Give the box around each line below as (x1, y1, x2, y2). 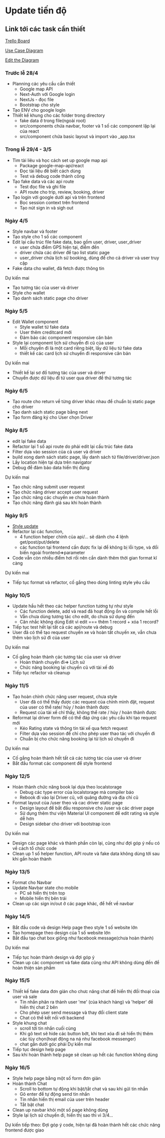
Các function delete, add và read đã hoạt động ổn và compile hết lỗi (19, 608, 158, 614)
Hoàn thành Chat (12, 1080, 47, 1087)
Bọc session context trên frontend (19, 199, 89, 206)
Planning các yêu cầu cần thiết (12, 81, 76, 87)
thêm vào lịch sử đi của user (12, 635, 70, 640)
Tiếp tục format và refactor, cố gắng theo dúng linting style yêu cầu (12, 579, 150, 585)
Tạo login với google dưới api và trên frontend (12, 194, 105, 200)
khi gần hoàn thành (12, 855, 52, 861)
